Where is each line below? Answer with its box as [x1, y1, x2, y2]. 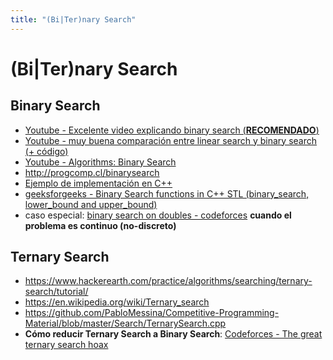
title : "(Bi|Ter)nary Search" [10, 14, 137, 25]
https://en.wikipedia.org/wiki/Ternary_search [24, 296, 210, 308]
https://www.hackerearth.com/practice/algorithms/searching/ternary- [24, 275, 313, 287]
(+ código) [24, 145, 69, 157]
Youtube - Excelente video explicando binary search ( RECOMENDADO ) [24, 124, 320, 136]
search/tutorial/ [24, 286, 89, 298]
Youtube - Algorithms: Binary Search [24, 156, 177, 168]
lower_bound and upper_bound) [24, 198, 158, 210]
